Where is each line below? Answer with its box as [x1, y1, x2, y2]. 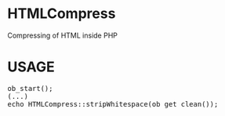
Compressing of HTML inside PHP [7, 31, 118, 40]
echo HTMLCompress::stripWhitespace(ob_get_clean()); [7, 100, 219, 108]
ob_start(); [7, 84, 53, 92]
